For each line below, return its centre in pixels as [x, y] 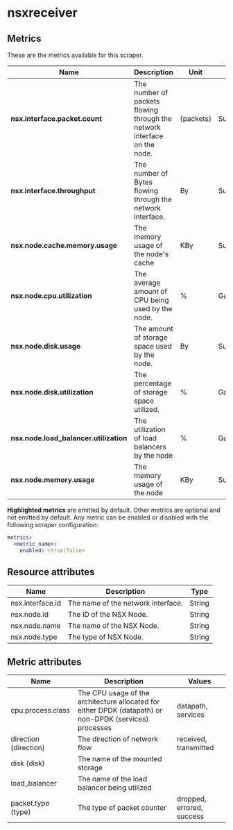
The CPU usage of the [114, 693]
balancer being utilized [115, 788]
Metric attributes [44, 662]
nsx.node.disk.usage [46, 346]
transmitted [195, 748]
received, [192, 739]
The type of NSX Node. [106, 637]
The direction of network [118, 739]
